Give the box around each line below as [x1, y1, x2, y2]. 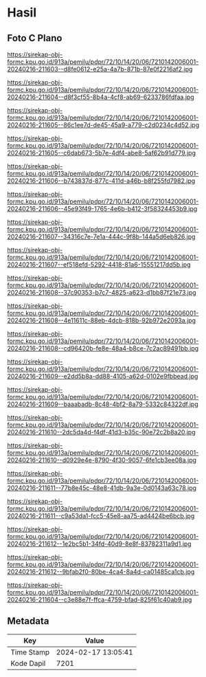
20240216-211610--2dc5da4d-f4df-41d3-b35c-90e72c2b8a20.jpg [7, 428, 196, 436]
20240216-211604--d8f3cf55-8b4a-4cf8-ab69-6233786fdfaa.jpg [7, 93, 194, 101]
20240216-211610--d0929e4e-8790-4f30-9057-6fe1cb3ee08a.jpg [7, 456, 197, 464]
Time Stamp [10, 647, 50, 657]
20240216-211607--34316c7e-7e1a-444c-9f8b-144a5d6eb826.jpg [7, 232, 196, 241]
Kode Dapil [10, 658, 46, 668]
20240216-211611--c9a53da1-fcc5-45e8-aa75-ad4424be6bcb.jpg [7, 512, 195, 520]
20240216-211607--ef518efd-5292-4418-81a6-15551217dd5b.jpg [7, 260, 191, 269]
